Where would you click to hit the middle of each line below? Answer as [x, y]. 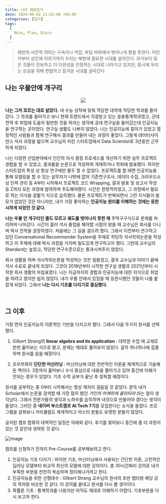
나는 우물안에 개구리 [34, 88]
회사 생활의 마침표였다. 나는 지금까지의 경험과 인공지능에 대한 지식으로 [82, 272]
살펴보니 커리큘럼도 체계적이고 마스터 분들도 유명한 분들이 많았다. [81, 412]
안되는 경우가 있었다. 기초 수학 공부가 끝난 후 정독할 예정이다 [70, 376]
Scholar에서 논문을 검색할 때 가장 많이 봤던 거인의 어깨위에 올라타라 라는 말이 [80, 393]
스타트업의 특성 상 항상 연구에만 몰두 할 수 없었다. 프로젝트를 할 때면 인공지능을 [81, 170]
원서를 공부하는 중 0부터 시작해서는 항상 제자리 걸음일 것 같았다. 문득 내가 [76, 387]
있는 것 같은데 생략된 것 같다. [33, 429]
